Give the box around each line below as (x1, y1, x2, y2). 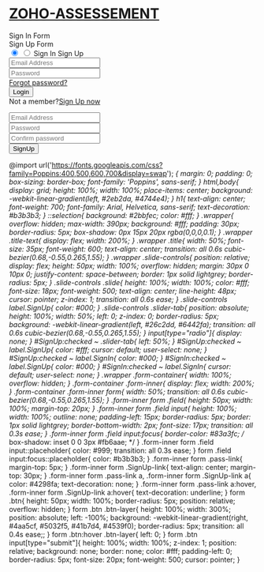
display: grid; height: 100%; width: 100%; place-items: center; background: (9, 185, 253, 194)
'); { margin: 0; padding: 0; (166, 168, 253, 178)
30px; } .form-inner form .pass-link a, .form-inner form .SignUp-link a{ (23, 471, 251, 480)
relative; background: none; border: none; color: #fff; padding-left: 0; (9, 546, 233, 555)
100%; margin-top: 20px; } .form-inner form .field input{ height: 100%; (9, 404, 237, 413)
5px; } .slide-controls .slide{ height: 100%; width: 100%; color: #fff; (33, 277, 251, 287)
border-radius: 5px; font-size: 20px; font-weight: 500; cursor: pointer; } (9, 555, 240, 564)
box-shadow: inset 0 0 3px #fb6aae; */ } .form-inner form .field (9, 437, 214, 446)
